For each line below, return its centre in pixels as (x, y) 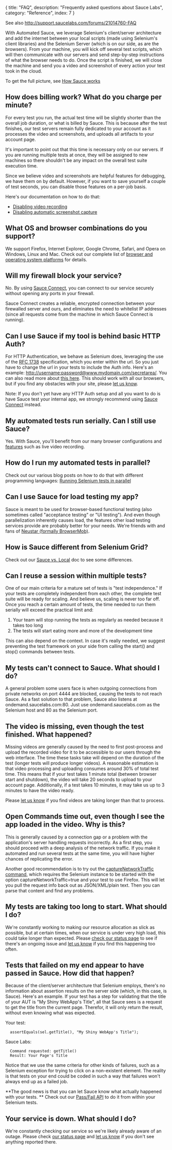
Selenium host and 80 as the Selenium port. (52, 710)
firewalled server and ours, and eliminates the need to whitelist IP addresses (86, 309)
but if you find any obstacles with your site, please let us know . (72, 384)
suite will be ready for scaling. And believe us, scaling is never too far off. (83, 599)
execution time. (22, 166)
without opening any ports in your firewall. (50, 294)
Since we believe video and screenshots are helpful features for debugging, (85, 176)
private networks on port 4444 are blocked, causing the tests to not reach (84, 694)
